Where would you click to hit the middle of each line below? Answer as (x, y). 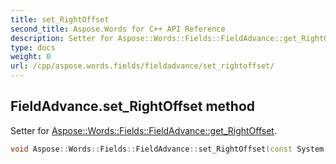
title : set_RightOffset (60, 19)
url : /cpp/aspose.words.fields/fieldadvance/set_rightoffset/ (142, 66)
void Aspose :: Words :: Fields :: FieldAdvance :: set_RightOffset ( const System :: (171, 149)
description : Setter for (62, 38)
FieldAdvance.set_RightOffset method (133, 106)
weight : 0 (31, 57)
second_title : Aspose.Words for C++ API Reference (118, 29)
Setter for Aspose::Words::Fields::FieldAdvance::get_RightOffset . (143, 130)
